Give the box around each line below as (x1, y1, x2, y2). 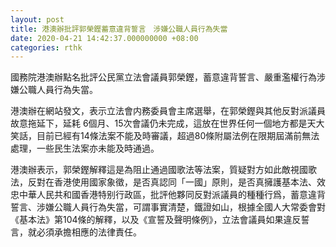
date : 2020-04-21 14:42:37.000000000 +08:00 (10, 33, 199, 43)
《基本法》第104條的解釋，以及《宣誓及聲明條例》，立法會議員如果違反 (10, 214, 302, 226)
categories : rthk (10, 42, 83, 53)
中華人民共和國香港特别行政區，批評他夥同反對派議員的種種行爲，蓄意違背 (18, 189, 326, 201)
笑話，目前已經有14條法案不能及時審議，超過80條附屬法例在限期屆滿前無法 (10, 130, 320, 142)
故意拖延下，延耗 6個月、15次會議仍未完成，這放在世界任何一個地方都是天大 (10, 117, 325, 130)
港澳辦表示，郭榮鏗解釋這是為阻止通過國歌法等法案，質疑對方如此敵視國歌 (10, 164, 317, 176)
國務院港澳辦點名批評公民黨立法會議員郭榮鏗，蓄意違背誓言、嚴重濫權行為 (10, 71, 317, 83)
